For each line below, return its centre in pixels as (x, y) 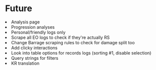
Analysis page (26, 22)
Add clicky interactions (35, 48)
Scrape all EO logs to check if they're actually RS (61, 37)
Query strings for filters (35, 58)
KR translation (26, 63)
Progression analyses (33, 27)
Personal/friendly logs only (39, 32)
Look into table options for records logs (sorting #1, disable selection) (81, 53)
